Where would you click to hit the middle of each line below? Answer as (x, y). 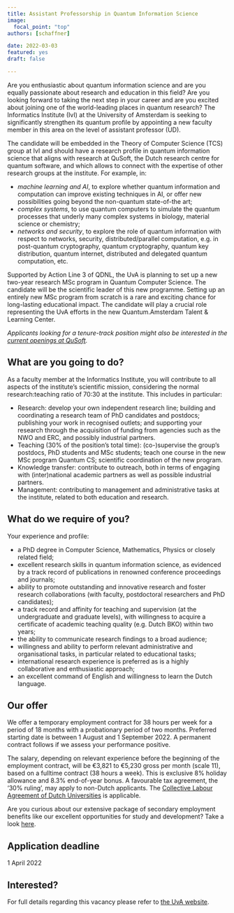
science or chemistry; (49, 224)
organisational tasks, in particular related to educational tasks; (107, 654)
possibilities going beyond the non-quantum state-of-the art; (105, 201)
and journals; (36, 579)
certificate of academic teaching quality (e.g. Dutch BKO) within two (115, 624)
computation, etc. (43, 261)
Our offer (28, 705)
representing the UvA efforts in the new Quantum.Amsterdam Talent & (108, 312)
